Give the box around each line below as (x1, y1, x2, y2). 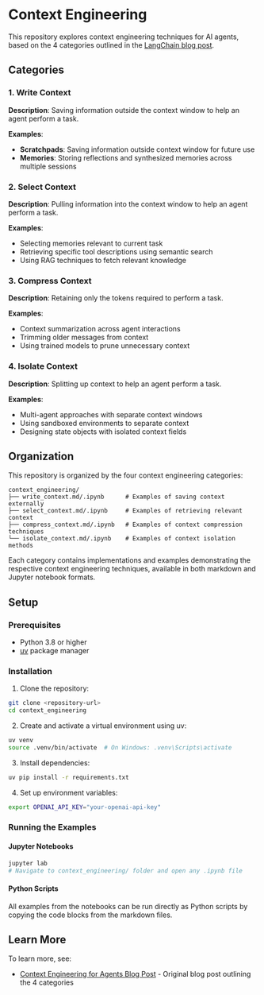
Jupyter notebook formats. (8, 572, 96, 582)
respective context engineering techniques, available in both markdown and (8, 564, 256, 574)
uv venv (8, 737, 34, 745)
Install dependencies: (19, 757, 90, 768)
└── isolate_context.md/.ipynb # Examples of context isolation (8, 535, 236, 543)
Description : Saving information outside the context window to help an (8, 105, 240, 114)
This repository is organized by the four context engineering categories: (8, 470, 243, 480)
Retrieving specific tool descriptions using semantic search (19, 246, 213, 256)
